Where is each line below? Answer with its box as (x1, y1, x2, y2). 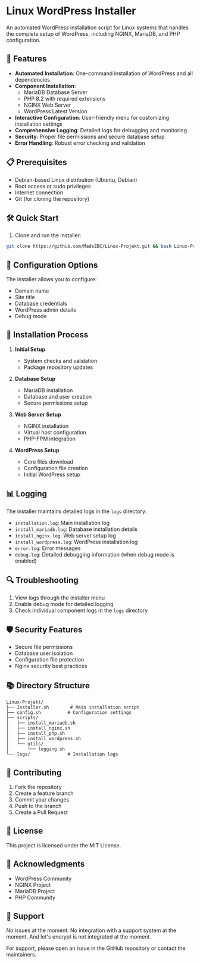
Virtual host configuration (23, 428, 86, 436)
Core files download (23, 458, 73, 465)
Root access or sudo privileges (14, 182, 91, 190)
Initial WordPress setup (23, 471, 81, 478)
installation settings (14, 120, 62, 128)
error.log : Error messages (14, 544, 81, 552)
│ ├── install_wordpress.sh (6, 736, 82, 742)
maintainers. (6, 951, 37, 958)
